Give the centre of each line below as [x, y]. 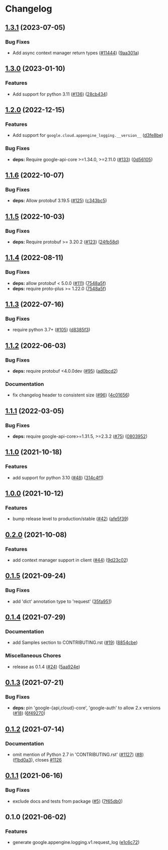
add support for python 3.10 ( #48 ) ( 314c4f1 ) [58, 477]
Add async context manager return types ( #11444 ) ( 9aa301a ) [76, 53]
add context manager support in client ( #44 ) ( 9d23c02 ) [70, 560]
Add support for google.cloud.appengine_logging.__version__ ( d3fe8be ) [88, 135]
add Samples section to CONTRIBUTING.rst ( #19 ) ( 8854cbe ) [75, 642]
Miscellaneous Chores [33, 656]
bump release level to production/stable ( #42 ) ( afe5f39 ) [70, 519]
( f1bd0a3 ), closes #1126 [37, 760]
